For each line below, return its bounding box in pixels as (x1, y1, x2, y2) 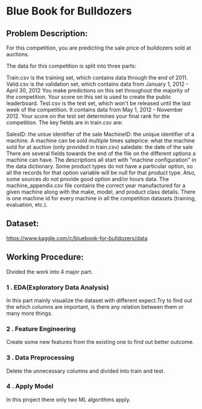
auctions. (6, 51, 30, 58)
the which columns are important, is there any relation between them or (6, 303, 184, 310)
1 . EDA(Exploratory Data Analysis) (6, 283, 109, 291)
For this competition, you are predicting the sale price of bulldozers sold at (6, 44, 192, 51)
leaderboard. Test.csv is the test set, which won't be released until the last (6, 100, 191, 107)
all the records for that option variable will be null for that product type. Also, (6, 169, 196, 176)
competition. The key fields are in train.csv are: (6, 119, 123, 126)
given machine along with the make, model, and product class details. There (6, 188, 196, 195)
